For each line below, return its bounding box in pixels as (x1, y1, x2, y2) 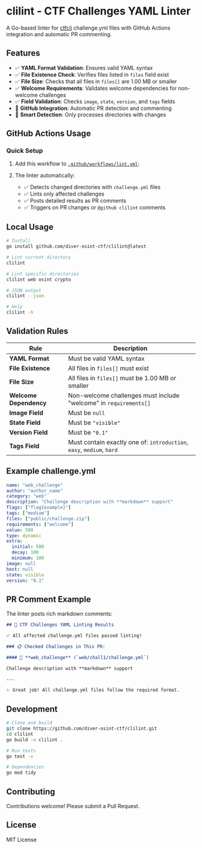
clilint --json (6, 293, 44, 299)
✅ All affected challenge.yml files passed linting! (6, 633, 142, 639)
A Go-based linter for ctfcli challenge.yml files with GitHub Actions (6, 24, 171, 31)
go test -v (6, 753, 34, 759)
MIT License (6, 836, 37, 843)
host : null (6, 566, 34, 572)
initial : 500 (11, 544, 44, 550)
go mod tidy (6, 770, 36, 776)
